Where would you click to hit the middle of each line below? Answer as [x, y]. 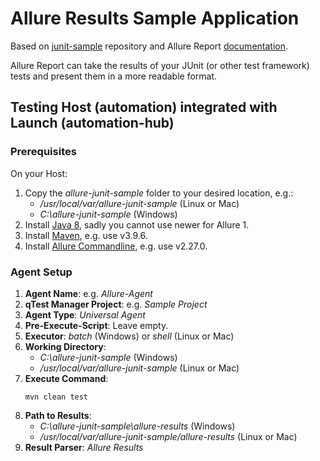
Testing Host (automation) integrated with [144, 107]
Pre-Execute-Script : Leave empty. [96, 325]
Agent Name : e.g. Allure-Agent [88, 293]
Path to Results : [58, 415]
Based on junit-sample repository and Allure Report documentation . [149, 46]
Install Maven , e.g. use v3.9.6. [86, 235]
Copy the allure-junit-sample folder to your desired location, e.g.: [159, 193]
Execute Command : [66, 378]
